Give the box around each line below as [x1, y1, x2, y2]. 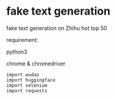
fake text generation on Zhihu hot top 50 [6, 24, 107, 32]
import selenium [6, 82, 47, 88]
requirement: [6, 36, 38, 43]
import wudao [6, 71, 39, 77]
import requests [6, 87, 47, 94]
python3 [6, 48, 27, 55]
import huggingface [6, 77, 56, 83]
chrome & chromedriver [6, 60, 66, 67]
